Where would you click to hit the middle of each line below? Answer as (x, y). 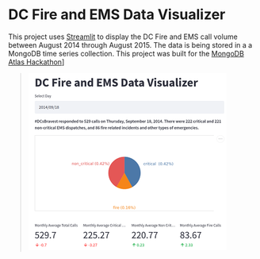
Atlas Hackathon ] (36, 62)
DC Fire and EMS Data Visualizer (117, 15)
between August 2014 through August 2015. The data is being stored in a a (130, 44)
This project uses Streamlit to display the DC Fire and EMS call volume (123, 37)
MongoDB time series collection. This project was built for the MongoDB (126, 53)
